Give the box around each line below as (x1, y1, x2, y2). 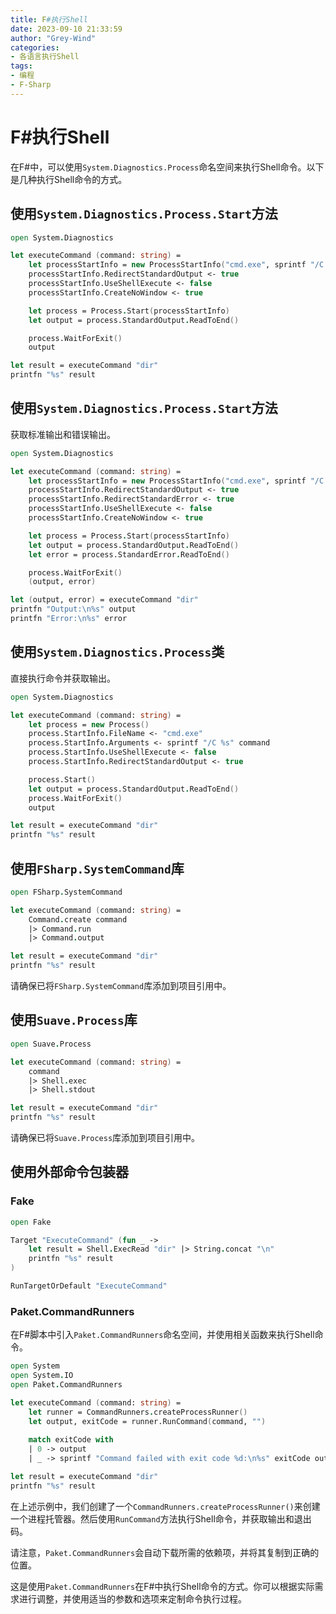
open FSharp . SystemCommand (10, 887, 123, 897)
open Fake (10, 1217, 52, 1227)
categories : (10, 42, 60, 53)
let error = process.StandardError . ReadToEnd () (28, 549, 230, 560)
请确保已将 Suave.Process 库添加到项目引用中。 (10, 1132, 201, 1143)
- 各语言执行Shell (10, 52, 80, 62)
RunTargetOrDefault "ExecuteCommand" (10, 1281, 168, 1291)
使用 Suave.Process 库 (10, 1012, 138, 1029)
